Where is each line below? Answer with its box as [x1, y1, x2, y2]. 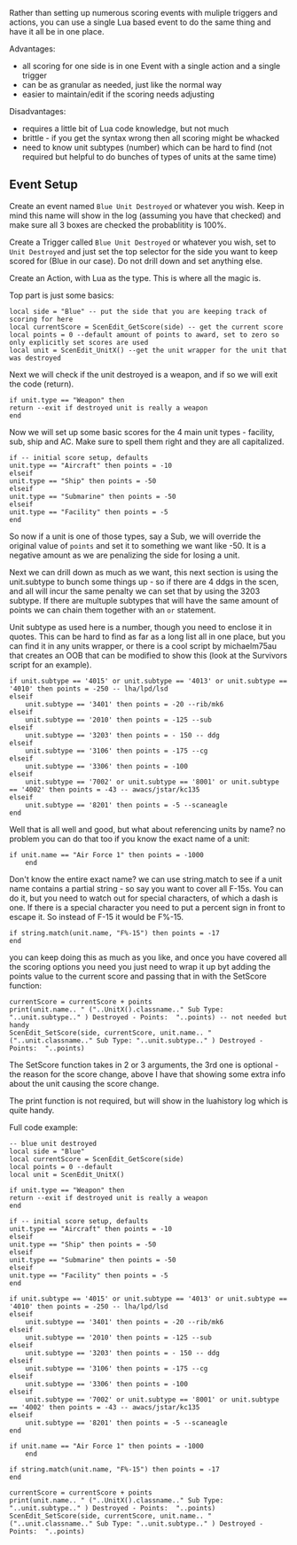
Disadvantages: [9, 106, 66, 116]
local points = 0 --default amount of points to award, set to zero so [9, 330, 279, 339]
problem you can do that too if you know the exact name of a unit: [9, 833, 250, 844]
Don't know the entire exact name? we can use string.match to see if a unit [9, 873, 282, 885]
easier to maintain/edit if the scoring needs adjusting [21, 89, 215, 99]
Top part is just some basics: [9, 290, 114, 300]
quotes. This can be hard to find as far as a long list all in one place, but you [9, 631, 285, 642]
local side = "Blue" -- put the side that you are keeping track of [9, 307, 268, 316]
